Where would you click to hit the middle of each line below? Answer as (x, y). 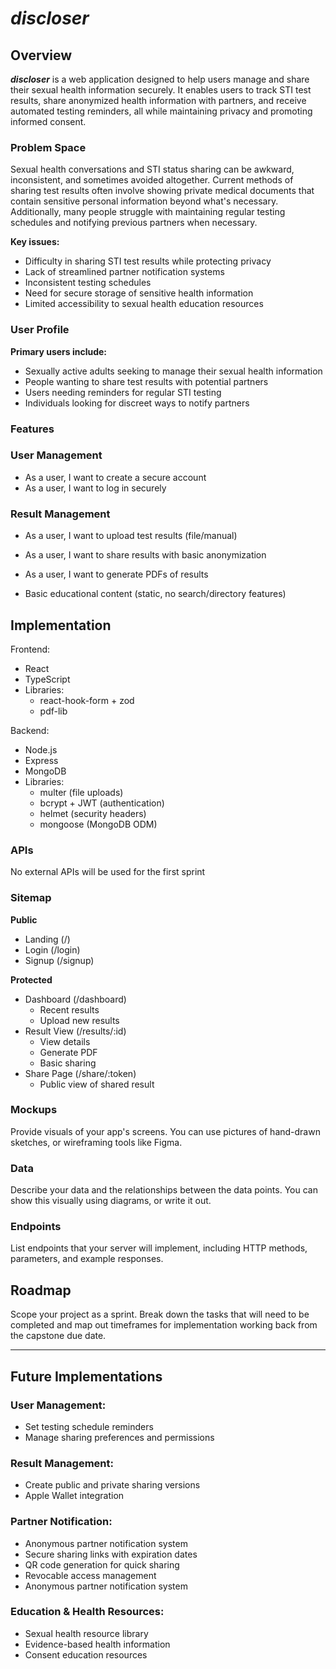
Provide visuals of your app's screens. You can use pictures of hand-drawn (165, 1131)
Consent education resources (86, 1654)
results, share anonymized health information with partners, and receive (158, 100)
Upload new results (79, 1020)
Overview (41, 55)
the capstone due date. (58, 1336)
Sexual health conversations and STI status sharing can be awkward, (152, 169)
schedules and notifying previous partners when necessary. (134, 223)
